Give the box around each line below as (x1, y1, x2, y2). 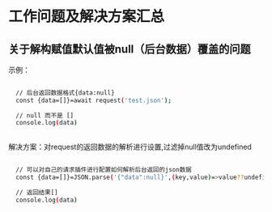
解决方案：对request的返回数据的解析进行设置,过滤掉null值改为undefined (8, 142, 253, 152)
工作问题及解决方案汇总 (8, 7, 165, 26)
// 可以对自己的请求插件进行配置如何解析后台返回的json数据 (15, 166, 192, 174)
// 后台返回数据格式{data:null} (15, 88, 115, 97)
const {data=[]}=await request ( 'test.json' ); (15, 96, 172, 104)
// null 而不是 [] (15, 111, 74, 120)
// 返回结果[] (15, 188, 58, 197)
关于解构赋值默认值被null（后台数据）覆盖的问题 (8, 42, 251, 56)
